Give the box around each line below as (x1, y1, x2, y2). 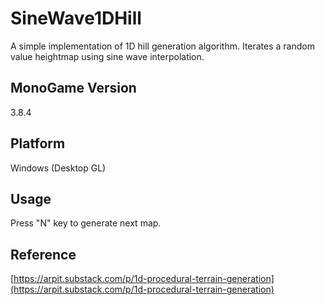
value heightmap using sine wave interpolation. (10, 50, 205, 62)
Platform (10, 135, 66, 152)
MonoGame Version (10, 80, 137, 97)
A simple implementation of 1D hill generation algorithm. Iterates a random (10, 40, 315, 52)
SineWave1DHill (10, 7, 142, 30)
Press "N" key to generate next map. (10, 217, 162, 229)
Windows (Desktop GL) (10, 162, 107, 174)
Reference (10, 246, 77, 263)
